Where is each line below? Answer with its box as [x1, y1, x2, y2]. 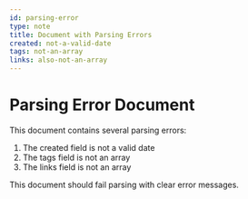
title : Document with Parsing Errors [9, 30, 153, 39]
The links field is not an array [22, 161, 132, 173]
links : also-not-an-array [9, 55, 107, 65]
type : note [9, 22, 51, 31]
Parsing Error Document [9, 95, 195, 115]
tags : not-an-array [9, 47, 84, 56]
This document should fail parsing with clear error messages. [9, 179, 239, 190]
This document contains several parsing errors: [9, 124, 187, 135]
